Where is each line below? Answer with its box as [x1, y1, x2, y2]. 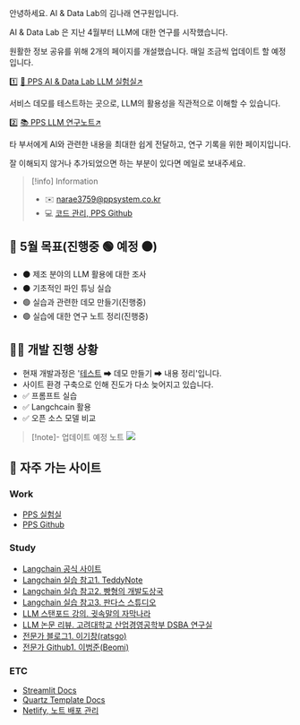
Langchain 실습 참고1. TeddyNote [21, 574, 143, 585]
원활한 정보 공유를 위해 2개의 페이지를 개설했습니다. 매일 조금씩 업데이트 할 [9, 46, 270, 56]
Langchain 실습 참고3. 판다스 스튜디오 [21, 597, 157, 608]
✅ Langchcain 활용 [21, 401, 91, 412]
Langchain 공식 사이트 [21, 563, 102, 574]
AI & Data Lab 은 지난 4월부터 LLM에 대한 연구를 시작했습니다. [9, 27, 228, 38]
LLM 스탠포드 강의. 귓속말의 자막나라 [21, 608, 151, 618]
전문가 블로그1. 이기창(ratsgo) [21, 630, 127, 641]
